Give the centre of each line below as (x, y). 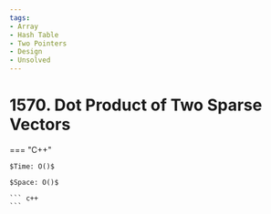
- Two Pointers (38, 43)
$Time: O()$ (32, 166)
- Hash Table (34, 35)
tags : (20, 18)
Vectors (40, 125)
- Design (26, 52)
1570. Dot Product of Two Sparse (136, 105)
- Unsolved (30, 60)
